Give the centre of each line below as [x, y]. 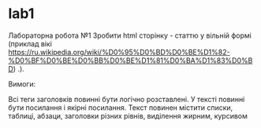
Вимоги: [22, 84]
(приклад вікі [30, 43]
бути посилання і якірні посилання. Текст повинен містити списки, [121, 108]
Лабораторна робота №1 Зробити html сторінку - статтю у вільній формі [130, 35]
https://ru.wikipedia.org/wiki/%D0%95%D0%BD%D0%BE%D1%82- [119, 52]
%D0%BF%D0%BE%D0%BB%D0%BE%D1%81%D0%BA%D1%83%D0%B [130, 60]
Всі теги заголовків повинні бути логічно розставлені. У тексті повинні [127, 99]
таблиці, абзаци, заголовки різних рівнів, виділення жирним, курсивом [128, 115]
